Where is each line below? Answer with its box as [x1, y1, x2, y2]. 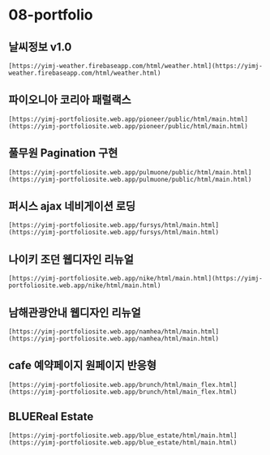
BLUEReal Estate [8, 410, 94, 423]
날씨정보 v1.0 [8, 40, 72, 54]
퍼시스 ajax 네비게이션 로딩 [8, 200, 136, 213]
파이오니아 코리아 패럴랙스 [8, 93, 131, 107]
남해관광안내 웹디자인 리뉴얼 [8, 306, 142, 320]
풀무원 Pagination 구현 [8, 146, 118, 160]
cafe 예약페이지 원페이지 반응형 [8, 358, 156, 372]
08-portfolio [8, 6, 93, 24]
